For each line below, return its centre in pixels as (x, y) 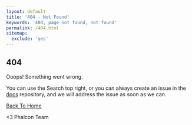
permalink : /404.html (33, 28)
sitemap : (17, 33)
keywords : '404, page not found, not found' (62, 22)
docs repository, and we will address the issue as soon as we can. (86, 94)
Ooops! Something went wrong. (45, 76)
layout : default (26, 11)
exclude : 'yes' (30, 39)
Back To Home (24, 106)
